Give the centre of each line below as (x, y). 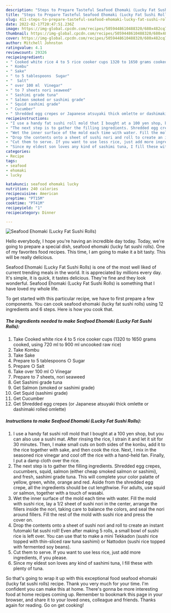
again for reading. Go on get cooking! (45, 605)
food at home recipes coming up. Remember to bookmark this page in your (84, 595)
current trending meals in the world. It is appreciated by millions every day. (84, 273)
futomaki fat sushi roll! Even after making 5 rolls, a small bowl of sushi (86, 531)
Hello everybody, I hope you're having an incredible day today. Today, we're (85, 241)
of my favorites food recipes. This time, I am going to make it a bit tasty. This (86, 252)
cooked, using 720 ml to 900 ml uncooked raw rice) (67, 345)
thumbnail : (17, 33)
